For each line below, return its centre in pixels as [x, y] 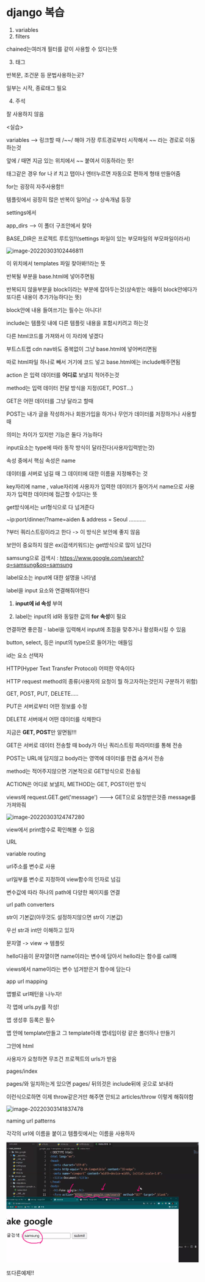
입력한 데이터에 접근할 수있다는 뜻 [57, 494]
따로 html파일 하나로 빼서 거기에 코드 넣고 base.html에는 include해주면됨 [94, 362]
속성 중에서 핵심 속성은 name [41, 460]
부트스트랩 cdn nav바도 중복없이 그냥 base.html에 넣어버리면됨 [82, 348]
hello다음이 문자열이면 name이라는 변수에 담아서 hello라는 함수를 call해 [92, 956]
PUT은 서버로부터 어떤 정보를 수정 [47, 706]
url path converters [31, 904]
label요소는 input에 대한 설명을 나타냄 [51, 577]
